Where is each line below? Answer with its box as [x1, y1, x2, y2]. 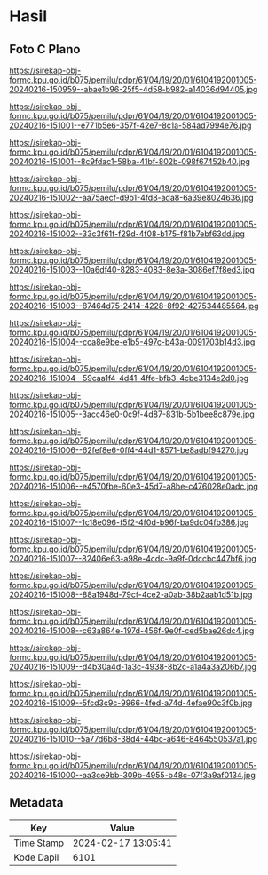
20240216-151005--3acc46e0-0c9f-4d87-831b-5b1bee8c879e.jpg [9, 409, 255, 419]
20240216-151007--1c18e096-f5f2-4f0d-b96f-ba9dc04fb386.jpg [9, 517, 249, 528]
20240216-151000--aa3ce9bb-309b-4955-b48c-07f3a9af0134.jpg [9, 770, 256, 780]
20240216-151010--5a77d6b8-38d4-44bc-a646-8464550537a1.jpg [9, 734, 258, 744]
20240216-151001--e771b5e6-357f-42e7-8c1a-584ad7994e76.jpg [9, 120, 252, 131]
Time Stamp [13, 837, 65, 849]
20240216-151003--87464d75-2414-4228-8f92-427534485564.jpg [9, 300, 259, 311]
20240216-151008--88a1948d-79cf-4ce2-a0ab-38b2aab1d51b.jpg [9, 589, 253, 600]
